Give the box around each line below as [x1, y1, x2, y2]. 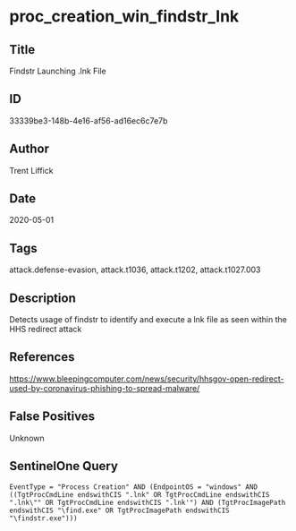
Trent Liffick [9, 165, 54, 176]
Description [9, 290, 76, 305]
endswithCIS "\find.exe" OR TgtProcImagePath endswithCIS [9, 506, 230, 515]
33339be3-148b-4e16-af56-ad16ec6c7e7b [9, 115, 168, 126]
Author [9, 141, 49, 157]
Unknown [9, 433, 45, 443]
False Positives [9, 409, 96, 424]
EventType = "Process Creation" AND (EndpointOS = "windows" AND [9, 482, 258, 492]
